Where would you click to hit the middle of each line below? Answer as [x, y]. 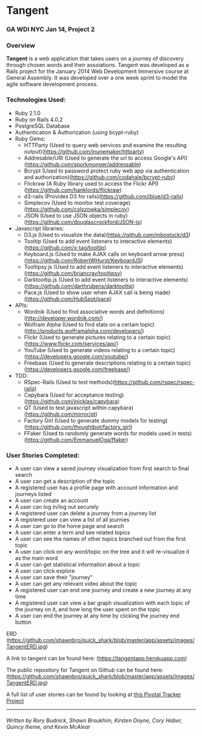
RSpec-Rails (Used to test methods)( [69, 382]
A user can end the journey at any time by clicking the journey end [97, 616]
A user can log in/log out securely [57, 507]
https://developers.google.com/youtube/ [76, 356]
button [23, 622]
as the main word [36, 558]
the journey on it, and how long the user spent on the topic [87, 609]
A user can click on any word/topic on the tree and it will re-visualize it [102, 552]
